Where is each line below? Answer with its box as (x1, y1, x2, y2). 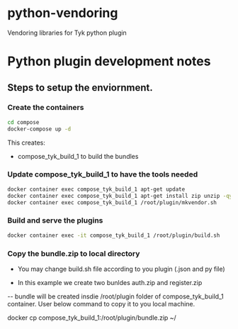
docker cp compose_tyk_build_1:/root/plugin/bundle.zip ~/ (7, 313, 177, 322)
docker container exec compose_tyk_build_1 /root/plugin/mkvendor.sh (7, 199, 217, 206)
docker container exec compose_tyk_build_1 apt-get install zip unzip (7, 192, 220, 199)
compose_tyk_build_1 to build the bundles (17, 152, 139, 160)
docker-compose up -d (7, 126, 72, 133)
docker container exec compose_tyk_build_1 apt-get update (7, 186, 186, 193)
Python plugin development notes (7, 53, 211, 69)
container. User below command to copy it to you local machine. (7, 299, 195, 308)
